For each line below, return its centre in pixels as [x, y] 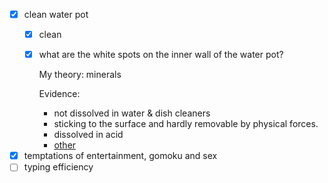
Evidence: [59, 94]
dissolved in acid [88, 135]
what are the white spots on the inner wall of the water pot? [161, 55]
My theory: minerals [80, 75]
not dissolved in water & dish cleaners [132, 113]
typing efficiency [58, 167]
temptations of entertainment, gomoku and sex [120, 156]
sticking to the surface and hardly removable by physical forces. [186, 124]
